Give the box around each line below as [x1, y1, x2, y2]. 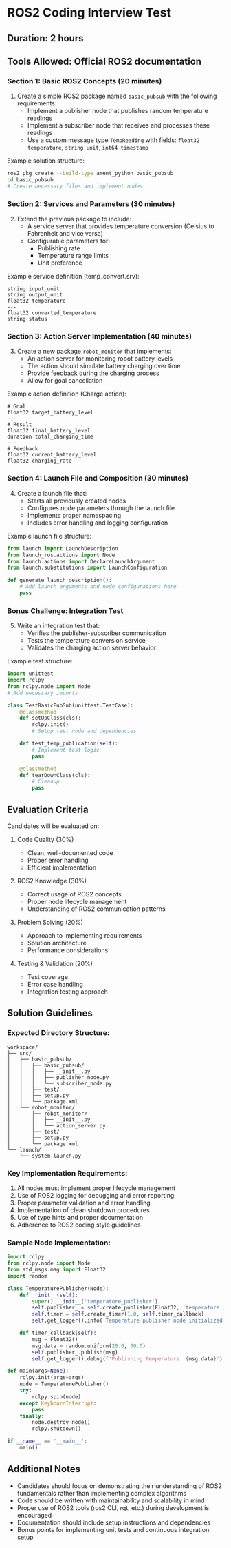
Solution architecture [27, 939, 87, 947]
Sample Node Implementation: [7, 1238, 111, 1247]
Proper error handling [27, 856, 89, 865]
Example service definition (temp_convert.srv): [7, 272, 140, 281]
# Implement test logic [32, 746, 100, 753]
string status [7, 316, 48, 323]
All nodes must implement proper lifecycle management [16, 1184, 176, 1192]
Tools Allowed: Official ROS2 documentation [7, 55, 201, 67]
